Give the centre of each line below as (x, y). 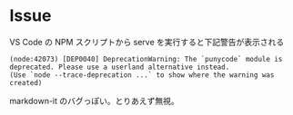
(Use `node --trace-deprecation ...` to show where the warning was (142, 75)
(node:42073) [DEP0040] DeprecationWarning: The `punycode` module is (146, 59)
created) (26, 82)
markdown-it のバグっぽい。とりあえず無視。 (94, 101)
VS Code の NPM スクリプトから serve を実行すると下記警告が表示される (147, 42)
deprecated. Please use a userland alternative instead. (120, 67)
